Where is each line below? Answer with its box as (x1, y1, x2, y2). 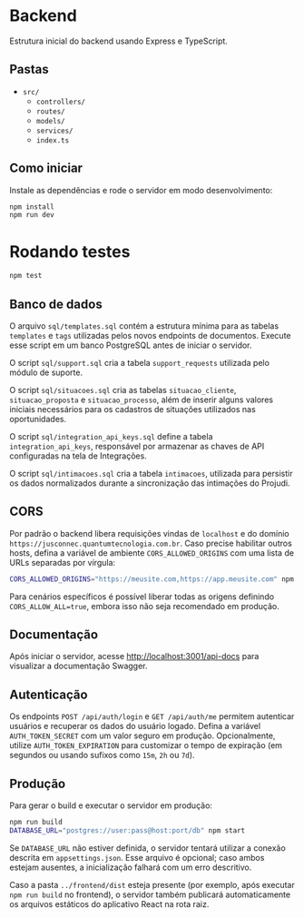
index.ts (35, 135, 70, 145)
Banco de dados (9, 296, 103, 311)
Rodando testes (9, 242, 131, 262)
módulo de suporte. (9, 367, 83, 378)
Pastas (9, 62, 50, 77)
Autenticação (9, 686, 88, 702)
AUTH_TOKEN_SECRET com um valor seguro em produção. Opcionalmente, (9, 730, 276, 741)
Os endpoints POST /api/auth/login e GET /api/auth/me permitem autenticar (9, 711, 295, 722)
